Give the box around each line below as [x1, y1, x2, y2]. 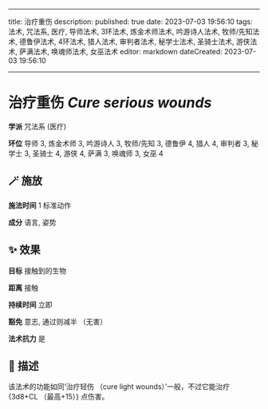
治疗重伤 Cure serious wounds [8, 93, 212, 112]
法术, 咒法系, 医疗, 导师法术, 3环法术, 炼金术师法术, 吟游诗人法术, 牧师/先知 [8, 27, 253, 36]
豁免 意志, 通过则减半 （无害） [8, 316, 108, 326]
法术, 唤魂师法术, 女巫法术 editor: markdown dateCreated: [33, 47, 223, 56]
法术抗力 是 [8, 333, 45, 343]
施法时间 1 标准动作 [8, 201, 72, 210]
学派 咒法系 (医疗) [8, 121, 67, 131]
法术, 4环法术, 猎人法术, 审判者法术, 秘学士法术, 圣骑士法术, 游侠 [39, 37, 250, 46]
